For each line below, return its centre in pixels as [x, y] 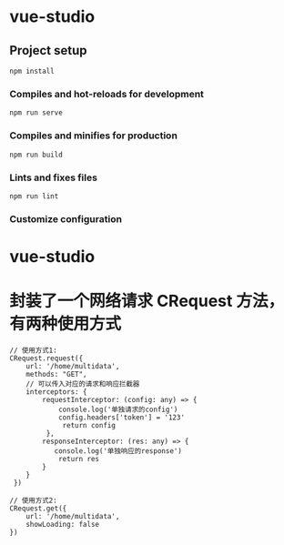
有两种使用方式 [66, 324]
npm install [32, 71]
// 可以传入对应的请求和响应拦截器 [83, 384]
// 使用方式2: [33, 500]
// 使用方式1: [33, 350]
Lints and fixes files [54, 177]
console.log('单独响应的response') [118, 451]
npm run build [36, 155]
